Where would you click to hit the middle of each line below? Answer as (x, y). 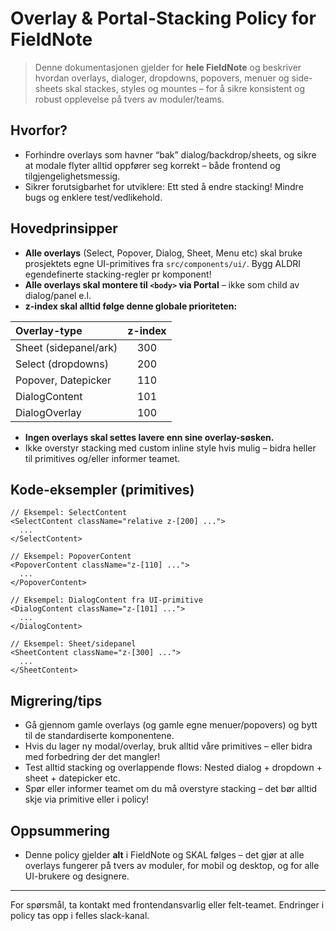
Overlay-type (49, 330)
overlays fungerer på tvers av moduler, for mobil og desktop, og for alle (172, 865)
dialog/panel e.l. (58, 295)
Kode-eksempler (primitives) (102, 489)
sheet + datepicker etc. (72, 778)
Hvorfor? (39, 130)
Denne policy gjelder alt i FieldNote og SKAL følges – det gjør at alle (164, 855)
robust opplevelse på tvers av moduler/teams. (129, 99)
